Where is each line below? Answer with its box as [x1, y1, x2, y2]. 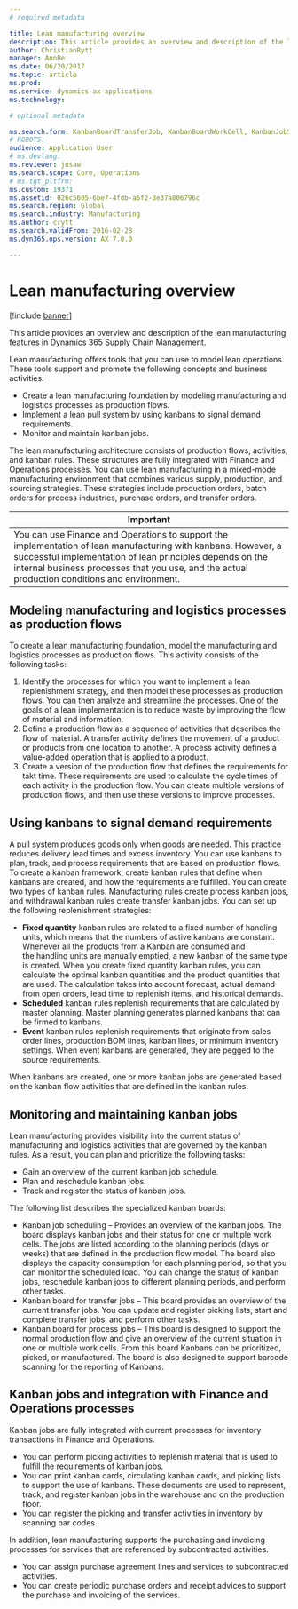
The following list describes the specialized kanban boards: [9, 1203, 226, 1213]
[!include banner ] [9, 310, 73, 321]
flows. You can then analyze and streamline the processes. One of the [21, 695, 279, 706]
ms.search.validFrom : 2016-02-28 [9, 227, 133, 235]
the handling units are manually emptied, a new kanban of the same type [21, 951, 288, 961]
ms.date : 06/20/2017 [9, 62, 86, 71]
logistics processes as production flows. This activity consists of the [9, 649, 259, 660]
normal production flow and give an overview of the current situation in [21, 1334, 282, 1343]
